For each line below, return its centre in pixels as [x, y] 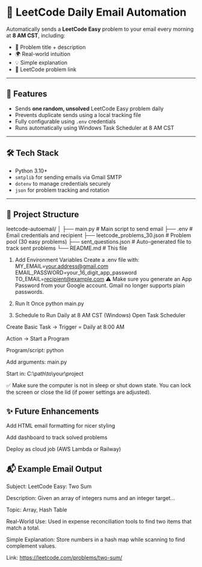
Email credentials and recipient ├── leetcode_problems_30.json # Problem [99, 235]
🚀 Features [27, 94]
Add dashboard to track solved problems [57, 437]
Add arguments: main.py [37, 362]
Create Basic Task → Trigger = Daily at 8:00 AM [66, 327]
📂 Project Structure [43, 214]
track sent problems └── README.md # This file [67, 248]
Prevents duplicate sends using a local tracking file [78, 115]
